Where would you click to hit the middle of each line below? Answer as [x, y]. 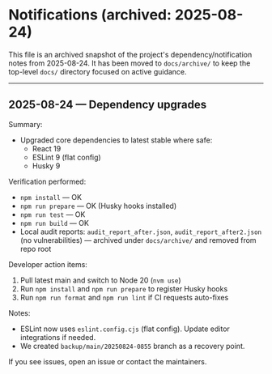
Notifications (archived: [90, 15]
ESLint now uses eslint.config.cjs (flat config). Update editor [125, 329]
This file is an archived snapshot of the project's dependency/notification [130, 54]
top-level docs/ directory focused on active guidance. [98, 71]
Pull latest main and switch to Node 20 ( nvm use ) [100, 280]
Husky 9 [46, 166]
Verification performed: [47, 181]
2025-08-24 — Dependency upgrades [108, 105]
